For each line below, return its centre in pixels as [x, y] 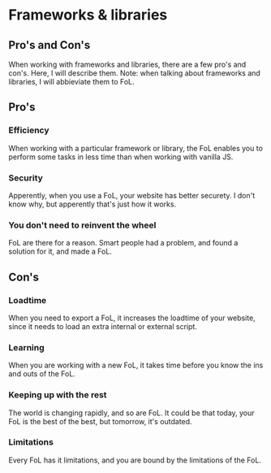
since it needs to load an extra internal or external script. [103, 326]
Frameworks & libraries [88, 15]
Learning [26, 347]
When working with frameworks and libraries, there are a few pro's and [127, 64]
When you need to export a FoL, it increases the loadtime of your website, [132, 318]
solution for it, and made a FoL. [60, 252]
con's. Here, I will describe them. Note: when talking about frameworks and [135, 73]
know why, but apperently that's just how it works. [92, 204]
